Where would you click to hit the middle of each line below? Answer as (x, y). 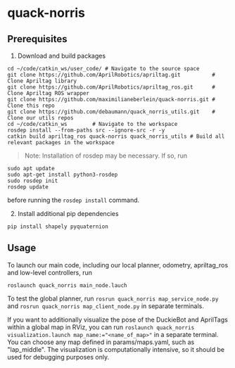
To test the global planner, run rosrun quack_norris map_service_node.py (113, 298)
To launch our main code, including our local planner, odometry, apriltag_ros (118, 265)
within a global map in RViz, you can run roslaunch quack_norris (101, 327)
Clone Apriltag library (42, 81)
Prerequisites (37, 39)
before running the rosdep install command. (74, 200)
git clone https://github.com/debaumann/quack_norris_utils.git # (112, 112)
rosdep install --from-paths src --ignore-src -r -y (86, 130)
